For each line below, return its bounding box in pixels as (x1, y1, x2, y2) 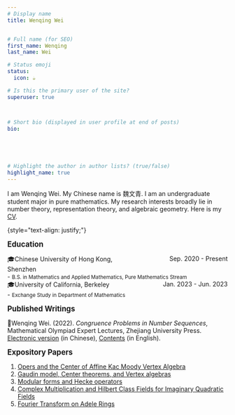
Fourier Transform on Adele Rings (17, 400, 115, 408)
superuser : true (7, 93, 55, 100)
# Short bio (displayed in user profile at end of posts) (7, 119, 180, 126)
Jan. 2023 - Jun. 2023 (162, 279, 228, 288)
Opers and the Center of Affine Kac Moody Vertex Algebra (17, 362, 186, 371)
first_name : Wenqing (7, 42, 68, 49)
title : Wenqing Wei (7, 17, 64, 24)
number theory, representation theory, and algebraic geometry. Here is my (7, 204, 222, 213)
